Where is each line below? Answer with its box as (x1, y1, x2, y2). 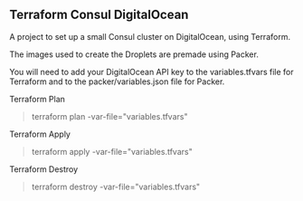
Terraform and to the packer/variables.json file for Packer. (9, 76, 225, 87)
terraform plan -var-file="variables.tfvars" (31, 110, 188, 121)
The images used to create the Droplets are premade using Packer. (9, 49, 260, 60)
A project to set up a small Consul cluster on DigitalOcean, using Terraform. (9, 31, 291, 42)
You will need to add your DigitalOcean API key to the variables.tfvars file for (9, 66, 294, 77)
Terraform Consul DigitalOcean (9, 7, 189, 23)
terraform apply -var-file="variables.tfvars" (31, 146, 193, 157)
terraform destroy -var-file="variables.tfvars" (31, 181, 201, 192)
